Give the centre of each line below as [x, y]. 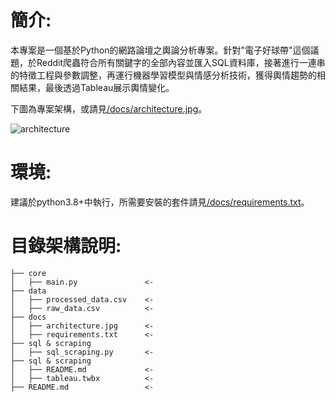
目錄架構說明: [66, 246]
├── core [28, 273]
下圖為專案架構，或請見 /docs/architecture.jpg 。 [109, 108]
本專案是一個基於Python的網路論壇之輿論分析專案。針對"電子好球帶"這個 [160, 50]
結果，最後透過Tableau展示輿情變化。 [96, 87]
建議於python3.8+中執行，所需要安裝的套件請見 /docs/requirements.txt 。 [160, 202]
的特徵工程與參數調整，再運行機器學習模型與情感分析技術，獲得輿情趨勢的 [163, 75]
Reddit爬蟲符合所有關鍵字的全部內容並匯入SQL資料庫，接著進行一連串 [181, 62]
